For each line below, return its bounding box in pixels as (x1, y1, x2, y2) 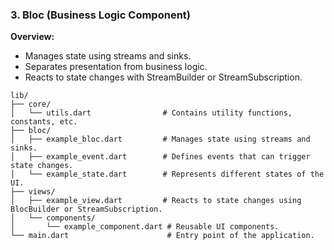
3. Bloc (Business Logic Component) (10, 8, 191, 22)
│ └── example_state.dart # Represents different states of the (10, 169, 325, 180)
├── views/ (10, 187, 56, 197)
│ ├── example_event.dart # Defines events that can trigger (10, 152, 311, 162)
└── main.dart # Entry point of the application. (10, 231, 315, 241)
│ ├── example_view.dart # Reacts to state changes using (10, 196, 302, 206)
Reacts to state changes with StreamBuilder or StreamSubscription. (24, 71, 303, 83)
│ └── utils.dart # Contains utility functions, (10, 108, 293, 118)
